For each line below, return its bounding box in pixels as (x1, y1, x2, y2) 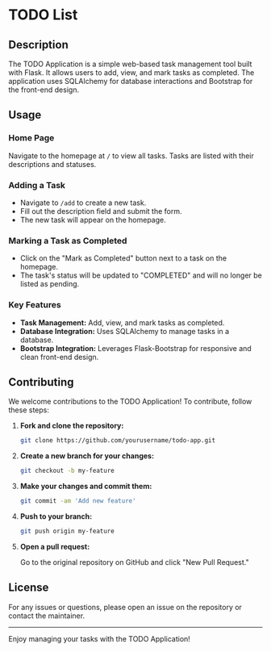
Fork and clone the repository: (19, 421, 124, 431)
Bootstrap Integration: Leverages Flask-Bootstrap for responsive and (19, 343, 252, 353)
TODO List (8, 6, 78, 24)
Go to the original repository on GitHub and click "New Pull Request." (19, 557, 249, 566)
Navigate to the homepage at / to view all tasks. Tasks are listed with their (8, 151, 254, 161)
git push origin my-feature (19, 527, 115, 536)
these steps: (8, 405, 50, 415)
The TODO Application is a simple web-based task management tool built (8, 59, 252, 69)
